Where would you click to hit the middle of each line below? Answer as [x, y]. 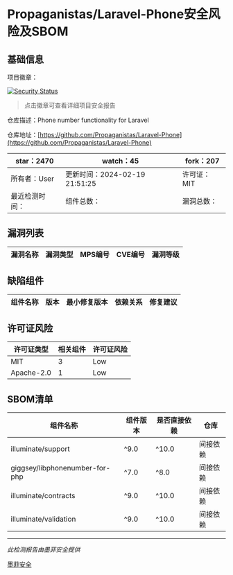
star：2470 [35, 161]
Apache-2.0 [31, 373]
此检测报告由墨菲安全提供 [44, 550]
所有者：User [32, 179]
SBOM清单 [30, 399]
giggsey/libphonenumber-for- [61, 468]
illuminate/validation [43, 519]
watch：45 [120, 161]
